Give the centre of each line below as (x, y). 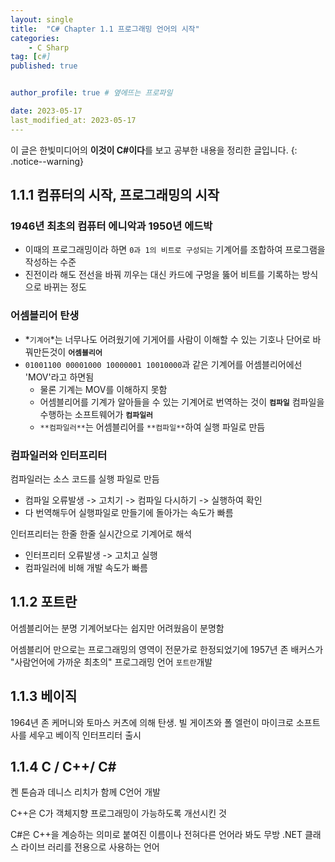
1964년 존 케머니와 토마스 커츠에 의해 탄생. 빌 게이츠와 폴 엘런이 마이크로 (152, 722)
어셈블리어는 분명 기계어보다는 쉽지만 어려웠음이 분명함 (117, 628)
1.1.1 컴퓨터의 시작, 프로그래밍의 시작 (115, 195)
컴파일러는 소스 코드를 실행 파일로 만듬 (85, 478)
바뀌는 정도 (65, 287)
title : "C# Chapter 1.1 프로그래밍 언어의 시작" (105, 29)
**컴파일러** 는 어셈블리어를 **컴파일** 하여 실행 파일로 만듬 (152, 427)
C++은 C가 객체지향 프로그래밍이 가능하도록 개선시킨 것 (118, 813)
